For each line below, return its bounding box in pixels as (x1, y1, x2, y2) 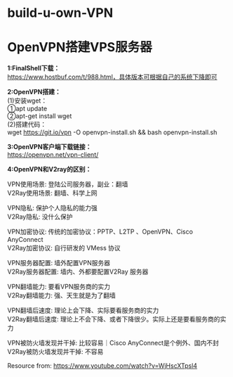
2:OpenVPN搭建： (7, 88, 61, 96)
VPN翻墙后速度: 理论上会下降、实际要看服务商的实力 (7, 306, 159, 314)
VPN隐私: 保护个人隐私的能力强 (7, 204, 98, 212)
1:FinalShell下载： (7, 64, 60, 72)
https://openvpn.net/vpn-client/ (7, 151, 99, 159)
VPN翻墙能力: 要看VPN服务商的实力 (7, 283, 111, 291)
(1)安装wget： (7, 96, 48, 105)
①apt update (7, 104, 48, 113)
